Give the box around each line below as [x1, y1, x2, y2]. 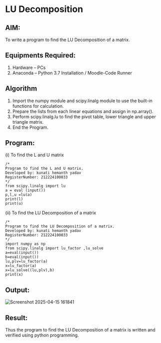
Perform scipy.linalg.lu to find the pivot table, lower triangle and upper [12, 114, 156, 120]
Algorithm [5, 84, 37, 93]
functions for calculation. [12, 103, 64, 109]
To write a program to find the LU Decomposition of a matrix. [5, 37, 130, 43]
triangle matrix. [12, 119, 44, 125]
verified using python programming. [5, 332, 79, 338]
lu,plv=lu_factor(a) [5, 259, 48, 264]
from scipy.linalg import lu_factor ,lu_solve [5, 246, 104, 251]
